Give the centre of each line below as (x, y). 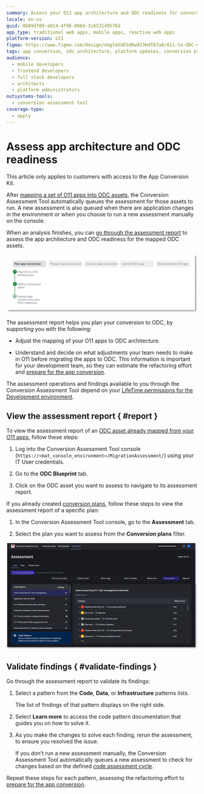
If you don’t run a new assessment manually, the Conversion (90, 753)
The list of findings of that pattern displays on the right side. (90, 705)
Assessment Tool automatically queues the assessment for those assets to (100, 201)
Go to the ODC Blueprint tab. (51, 473)
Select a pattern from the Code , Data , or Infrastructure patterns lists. (102, 693)
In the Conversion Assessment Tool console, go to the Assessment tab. (105, 522)
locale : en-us (24, 19)
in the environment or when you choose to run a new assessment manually (100, 214)
